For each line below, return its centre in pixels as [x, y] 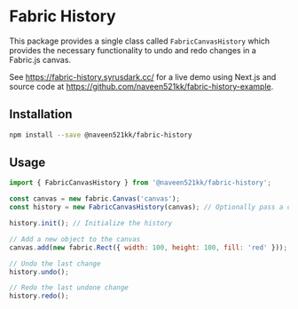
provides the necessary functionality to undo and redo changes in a [133, 50]
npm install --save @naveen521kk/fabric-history [101, 135]
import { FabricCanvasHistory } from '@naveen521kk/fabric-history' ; [141, 183]
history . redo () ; [39, 296]
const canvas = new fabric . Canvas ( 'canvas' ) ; [94, 199]
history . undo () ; [39, 272]
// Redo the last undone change [69, 288]
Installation [41, 114]
